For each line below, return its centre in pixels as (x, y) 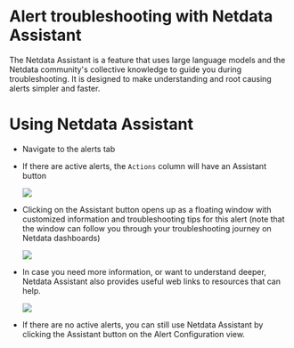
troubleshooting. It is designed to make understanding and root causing (140, 78)
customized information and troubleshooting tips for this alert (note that (153, 219)
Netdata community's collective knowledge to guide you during (126, 69)
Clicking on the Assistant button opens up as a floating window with (147, 209)
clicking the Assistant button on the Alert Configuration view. (133, 334)
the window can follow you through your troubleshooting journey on (147, 228)
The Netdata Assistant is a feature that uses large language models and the (147, 60)
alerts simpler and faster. (55, 88)
